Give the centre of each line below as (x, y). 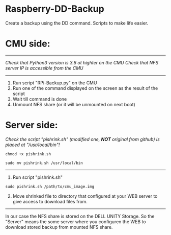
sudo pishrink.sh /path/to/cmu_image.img (50, 186)
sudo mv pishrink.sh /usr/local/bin (44, 163)
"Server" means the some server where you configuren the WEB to (76, 221)
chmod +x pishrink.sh (28, 154)
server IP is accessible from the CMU (44, 68)
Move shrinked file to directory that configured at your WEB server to (85, 196)
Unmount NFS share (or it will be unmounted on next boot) (74, 104)
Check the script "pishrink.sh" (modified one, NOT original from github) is (83, 139)
